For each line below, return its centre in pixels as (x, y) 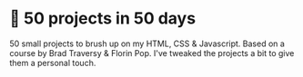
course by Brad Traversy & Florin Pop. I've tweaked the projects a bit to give (152, 53)
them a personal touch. (53, 63)
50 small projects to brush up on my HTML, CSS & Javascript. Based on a (147, 43)
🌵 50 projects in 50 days (103, 19)
